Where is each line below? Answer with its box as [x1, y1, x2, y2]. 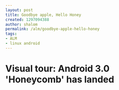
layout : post [5, 7, 33, 13]
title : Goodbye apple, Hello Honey [5, 12, 82, 17]
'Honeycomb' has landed [5, 74, 114, 85]
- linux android [5, 41, 40, 46]
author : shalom [5, 21, 38, 27]
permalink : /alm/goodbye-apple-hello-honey [5, 27, 100, 32]
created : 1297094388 [5, 17, 50, 22]
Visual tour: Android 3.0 [5, 62, 110, 74]
